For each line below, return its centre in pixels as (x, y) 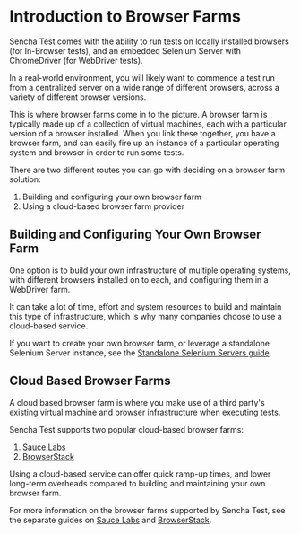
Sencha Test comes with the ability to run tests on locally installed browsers (149, 41)
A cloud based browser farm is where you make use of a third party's (137, 402)
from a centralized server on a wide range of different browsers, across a (145, 87)
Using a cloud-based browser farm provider (103, 206)
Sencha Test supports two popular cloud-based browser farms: (127, 429)
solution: (26, 179)
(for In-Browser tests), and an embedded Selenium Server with (125, 50)
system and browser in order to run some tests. (97, 152)
